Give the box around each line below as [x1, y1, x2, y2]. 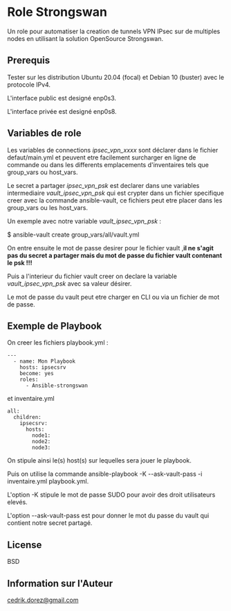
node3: [32, 445, 51, 451]
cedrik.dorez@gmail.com [7, 596, 79, 604]
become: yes [19, 370, 54, 377]
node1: [32, 432, 51, 439]
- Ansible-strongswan [25, 382, 89, 389]
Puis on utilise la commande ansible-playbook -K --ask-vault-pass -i [7, 470, 203, 479]
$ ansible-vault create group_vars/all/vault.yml [7, 230, 140, 239]
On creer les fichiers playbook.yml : [7, 338, 109, 347]
